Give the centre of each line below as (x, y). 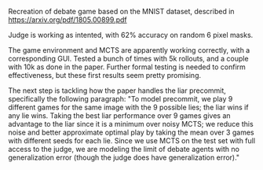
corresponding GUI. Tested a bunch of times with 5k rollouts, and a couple (128, 59)
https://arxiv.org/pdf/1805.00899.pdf (68, 20)
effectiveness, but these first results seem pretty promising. (105, 75)
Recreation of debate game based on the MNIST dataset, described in (121, 11)
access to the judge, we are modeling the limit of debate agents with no (124, 149)
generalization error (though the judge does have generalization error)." (124, 157)
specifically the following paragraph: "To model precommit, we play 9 (121, 99)
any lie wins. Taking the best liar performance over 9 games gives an (119, 116)
